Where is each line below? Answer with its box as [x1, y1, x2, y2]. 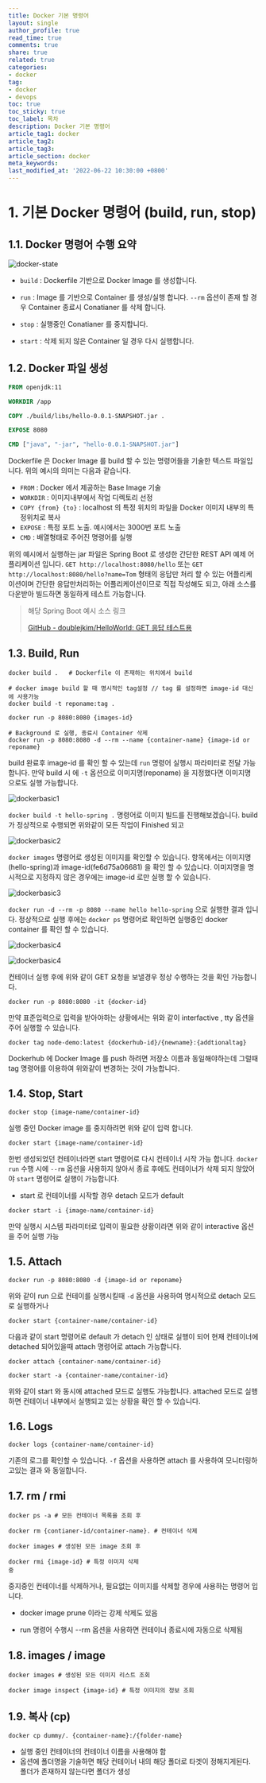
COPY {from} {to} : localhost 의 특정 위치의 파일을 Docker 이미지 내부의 [19, 502, 246, 513]
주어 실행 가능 [16, 1231, 60, 1241]
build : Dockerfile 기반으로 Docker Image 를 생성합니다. [19, 276, 197, 285]
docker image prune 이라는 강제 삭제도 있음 [19, 1608, 158, 1618]
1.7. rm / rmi [8, 1489, 66, 1502]
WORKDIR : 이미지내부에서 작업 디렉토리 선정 [19, 493, 153, 502]
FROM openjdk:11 [8, 383, 62, 391]
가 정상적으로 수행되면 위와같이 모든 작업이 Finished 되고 [8, 820, 184, 829]
